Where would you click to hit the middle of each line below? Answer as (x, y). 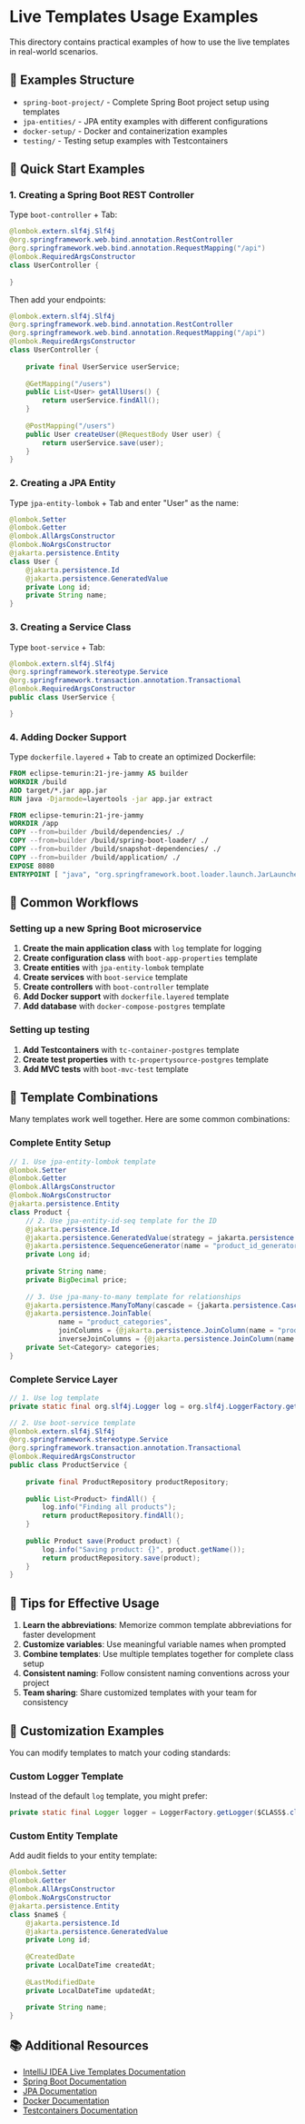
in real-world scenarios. (54, 51)
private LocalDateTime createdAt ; (91, 1965)
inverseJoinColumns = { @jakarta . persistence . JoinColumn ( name (176, 1339)
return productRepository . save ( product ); (122, 1558)
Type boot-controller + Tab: (64, 214)
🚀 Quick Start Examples (77, 169)
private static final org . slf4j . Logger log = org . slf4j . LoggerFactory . (148, 1406)
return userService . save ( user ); (103, 442)
